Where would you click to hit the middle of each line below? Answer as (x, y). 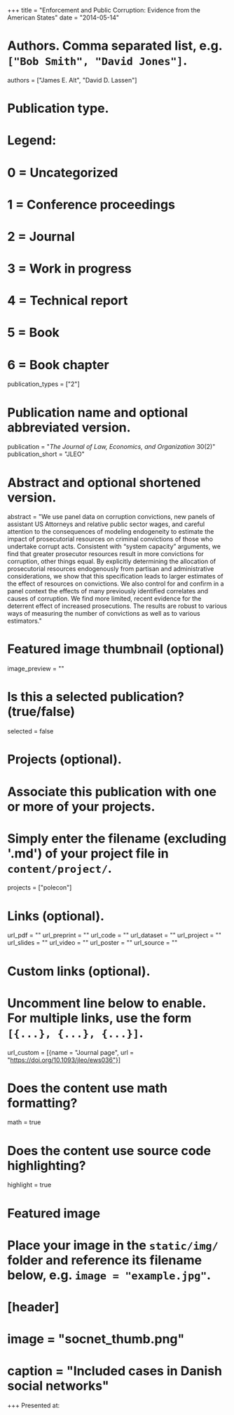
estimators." (25, 621)
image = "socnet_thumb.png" (96, 1339)
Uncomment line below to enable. (107, 1003)
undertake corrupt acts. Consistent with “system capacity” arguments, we (114, 546)
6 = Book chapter (58, 365)
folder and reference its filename (104, 1260)
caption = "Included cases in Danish (115, 1371)
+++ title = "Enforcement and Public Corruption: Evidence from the (104, 10)
